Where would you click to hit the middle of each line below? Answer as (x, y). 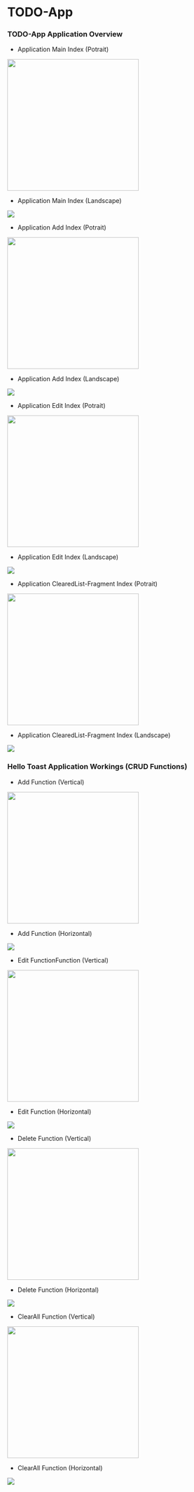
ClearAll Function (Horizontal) (60, 1467)
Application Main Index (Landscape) (69, 201)
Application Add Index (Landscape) (68, 379)
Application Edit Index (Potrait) (62, 406)
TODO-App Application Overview (65, 34)
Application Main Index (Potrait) (63, 49)
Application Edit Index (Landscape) (68, 557)
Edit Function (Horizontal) (54, 1111)
